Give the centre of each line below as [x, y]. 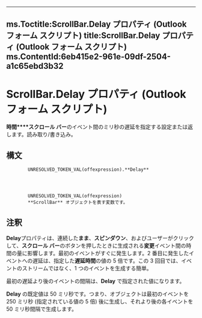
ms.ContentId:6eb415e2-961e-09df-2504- [89, 57]
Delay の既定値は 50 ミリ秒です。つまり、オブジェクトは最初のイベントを [98, 294]
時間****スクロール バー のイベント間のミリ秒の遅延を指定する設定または [97, 127]
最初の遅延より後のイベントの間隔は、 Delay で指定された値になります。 [96, 281]
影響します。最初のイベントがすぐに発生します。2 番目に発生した [108, 253]
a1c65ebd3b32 [35, 66]
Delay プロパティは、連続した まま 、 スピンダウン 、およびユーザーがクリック [100, 238]
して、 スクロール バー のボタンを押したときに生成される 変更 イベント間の [96, 246]
